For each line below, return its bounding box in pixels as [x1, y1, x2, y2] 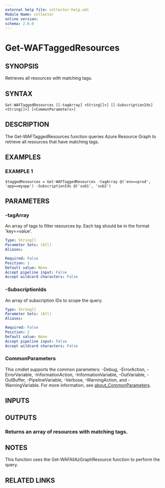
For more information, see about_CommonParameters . [41, 382, 151, 388]
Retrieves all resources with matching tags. [5, 75, 93, 81]
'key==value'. [5, 228, 33, 234]
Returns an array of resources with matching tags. [5, 428, 128, 435]
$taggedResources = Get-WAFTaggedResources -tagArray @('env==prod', [5, 179, 151, 184]
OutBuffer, [5, 377, 26, 383]
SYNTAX [5, 90, 33, 98]
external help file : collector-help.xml [5, 7, 90, 12]
